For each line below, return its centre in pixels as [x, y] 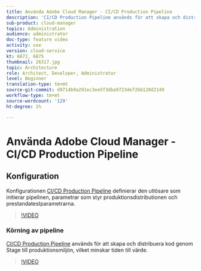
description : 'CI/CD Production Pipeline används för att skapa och [93, 17]
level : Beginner [26, 79]
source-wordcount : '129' [37, 101]
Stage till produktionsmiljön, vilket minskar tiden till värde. [77, 250]
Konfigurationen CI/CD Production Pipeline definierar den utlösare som [93, 191]
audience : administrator [37, 34]
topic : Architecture [32, 67]
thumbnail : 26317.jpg [33, 62]
